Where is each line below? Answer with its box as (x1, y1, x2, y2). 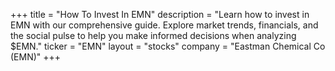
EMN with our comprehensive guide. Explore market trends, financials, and (10, 19, 319, 31)
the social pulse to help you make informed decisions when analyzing (10, 30, 297, 41)
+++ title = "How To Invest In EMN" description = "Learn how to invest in (10, 9, 310, 20)
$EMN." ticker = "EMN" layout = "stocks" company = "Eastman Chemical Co (10, 40, 326, 52)
